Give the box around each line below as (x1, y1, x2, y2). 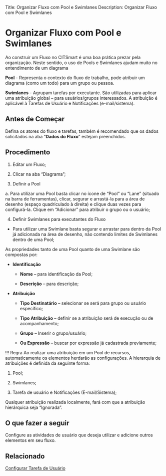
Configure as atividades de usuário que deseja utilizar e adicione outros (5, 432, 153, 438)
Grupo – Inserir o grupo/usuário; (19, 330, 87, 336)
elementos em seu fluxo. (5, 437, 56, 443)
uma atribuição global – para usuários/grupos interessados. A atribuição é (5, 95, 157, 101)
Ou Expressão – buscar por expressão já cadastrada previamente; (19, 340, 156, 346)
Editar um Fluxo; (12, 161, 46, 167)
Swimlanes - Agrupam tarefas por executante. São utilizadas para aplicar (5, 90, 157, 96)
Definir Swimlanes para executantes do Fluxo (12, 216, 106, 222)
